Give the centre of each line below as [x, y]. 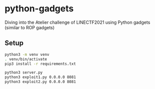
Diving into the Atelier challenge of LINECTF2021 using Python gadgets [77, 22]
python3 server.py [24, 73]
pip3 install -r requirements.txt [40, 64]
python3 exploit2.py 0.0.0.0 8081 [40, 82]
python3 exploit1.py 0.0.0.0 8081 [40, 77]
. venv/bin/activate [26, 59]
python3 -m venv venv [27, 54]
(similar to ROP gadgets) [30, 27]
